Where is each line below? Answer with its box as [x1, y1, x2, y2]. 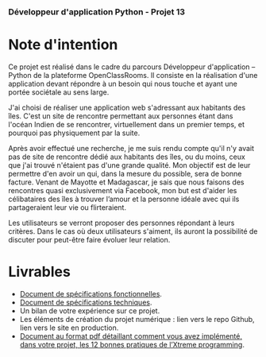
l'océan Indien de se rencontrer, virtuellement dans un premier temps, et [8, 119, 245, 129]
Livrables [8, 263, 71, 281]
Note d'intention [8, 36, 118, 54]
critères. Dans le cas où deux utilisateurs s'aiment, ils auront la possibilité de [8, 226, 258, 236]
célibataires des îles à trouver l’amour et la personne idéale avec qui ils [8, 194, 240, 204]
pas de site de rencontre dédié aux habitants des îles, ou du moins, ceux [8, 152, 246, 161]
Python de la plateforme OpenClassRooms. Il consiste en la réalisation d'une [8, 70, 258, 80]
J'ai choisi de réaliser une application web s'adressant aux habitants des [8, 103, 246, 112]
